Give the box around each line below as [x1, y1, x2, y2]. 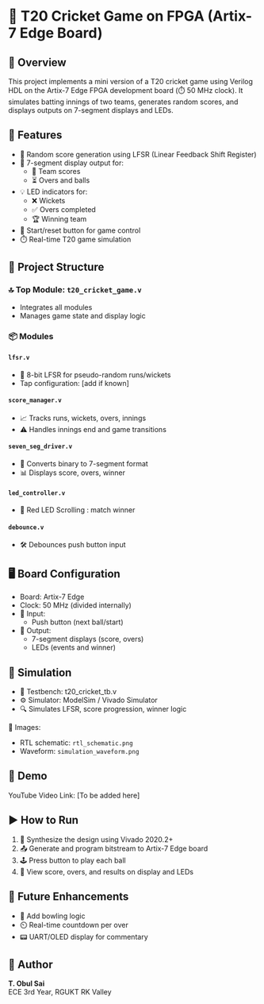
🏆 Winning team [31, 214, 87, 223]
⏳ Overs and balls [31, 175, 90, 185]
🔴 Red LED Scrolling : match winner [19, 505, 136, 515]
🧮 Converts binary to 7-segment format [19, 459, 148, 469]
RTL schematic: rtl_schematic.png [19, 738, 133, 747]
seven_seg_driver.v [8, 442, 73, 451]
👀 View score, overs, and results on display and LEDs [19, 867, 194, 876]
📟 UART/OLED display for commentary [19, 932, 148, 941]
